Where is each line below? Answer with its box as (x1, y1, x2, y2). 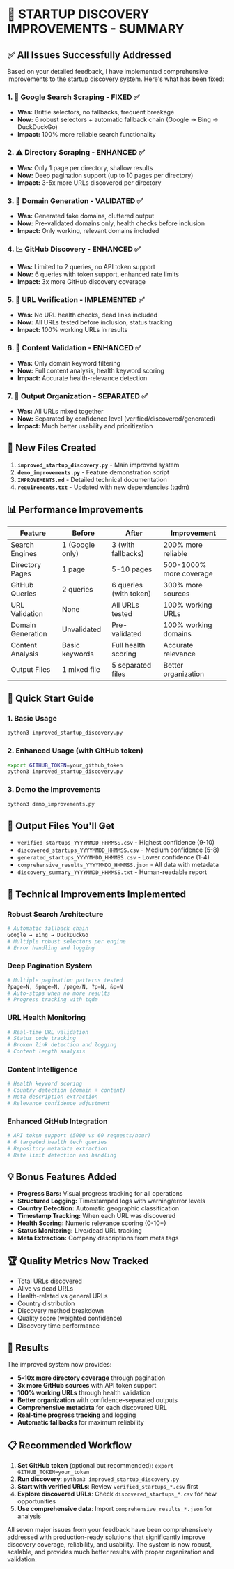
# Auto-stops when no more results (7, 990, 111, 997)
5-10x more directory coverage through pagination (17, 1374, 166, 1382)
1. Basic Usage (7, 714, 58, 723)
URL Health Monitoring (7, 1013, 86, 1023)
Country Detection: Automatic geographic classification (17, 1204, 180, 1213)
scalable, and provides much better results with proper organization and (7, 1547, 214, 1556)
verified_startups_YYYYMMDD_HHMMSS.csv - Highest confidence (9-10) (17, 839, 214, 847)
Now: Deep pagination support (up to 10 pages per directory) (17, 171, 194, 179)
